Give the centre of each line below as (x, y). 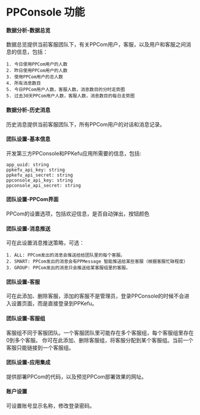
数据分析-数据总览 (28, 30)
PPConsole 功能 (46, 12)
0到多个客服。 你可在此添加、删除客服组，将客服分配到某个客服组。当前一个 (100, 340)
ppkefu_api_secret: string (40, 175)
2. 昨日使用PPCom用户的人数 (37, 71)
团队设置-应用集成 (28, 362)
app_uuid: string (28, 164)
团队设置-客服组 (26, 318)
